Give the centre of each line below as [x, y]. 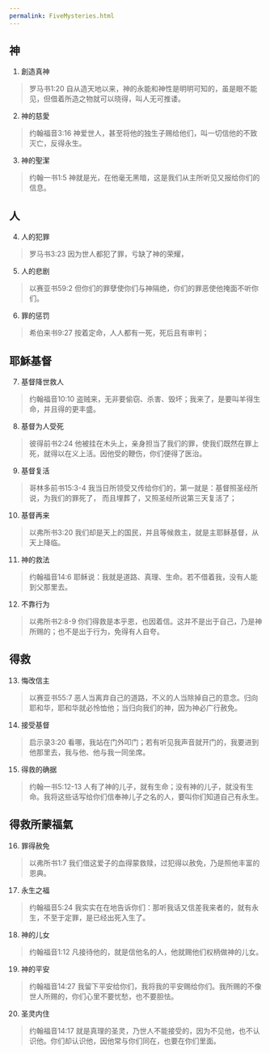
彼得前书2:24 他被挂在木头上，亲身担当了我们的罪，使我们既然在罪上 [144, 444]
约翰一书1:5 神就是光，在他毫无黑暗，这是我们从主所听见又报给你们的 [144, 178]
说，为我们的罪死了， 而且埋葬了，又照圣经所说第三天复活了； [133, 498]
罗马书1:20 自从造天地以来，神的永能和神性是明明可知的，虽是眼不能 [143, 89]
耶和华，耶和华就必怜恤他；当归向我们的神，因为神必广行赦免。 [135, 708]
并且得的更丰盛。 [72, 409]
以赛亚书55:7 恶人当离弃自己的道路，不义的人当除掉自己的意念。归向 [143, 697]
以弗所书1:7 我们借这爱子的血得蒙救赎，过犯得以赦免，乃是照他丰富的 [144, 863]
